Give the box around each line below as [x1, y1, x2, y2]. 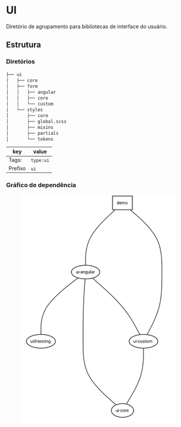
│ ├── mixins [6, 124, 54, 130]
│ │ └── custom [6, 101, 54, 107]
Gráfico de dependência [6, 181, 76, 189]
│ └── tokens [6, 136, 54, 142]
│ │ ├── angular [6, 89, 57, 95]
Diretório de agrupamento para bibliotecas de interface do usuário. [6, 23, 168, 30]
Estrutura [6, 40, 42, 50]
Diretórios [6, 57, 35, 66]
